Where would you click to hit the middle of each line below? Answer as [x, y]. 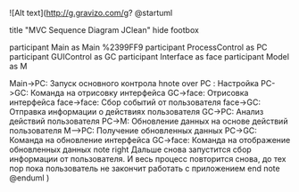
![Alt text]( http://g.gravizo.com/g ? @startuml [91, 13]
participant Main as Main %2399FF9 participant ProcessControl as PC [138, 47]
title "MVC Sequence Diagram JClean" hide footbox [104, 30]
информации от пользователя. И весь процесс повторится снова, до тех [148, 159]
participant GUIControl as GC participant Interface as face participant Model [149, 56]
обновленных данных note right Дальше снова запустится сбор [130, 149]
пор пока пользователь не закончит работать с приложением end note [145, 168]
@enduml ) [29, 178]
